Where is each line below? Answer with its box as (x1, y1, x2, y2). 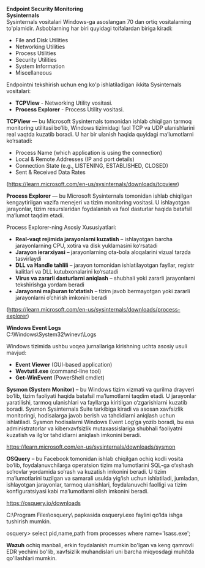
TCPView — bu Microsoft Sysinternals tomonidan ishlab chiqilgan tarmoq (6, 118, 192, 125)
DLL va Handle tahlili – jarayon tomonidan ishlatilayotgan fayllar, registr (15, 261, 195, 269)
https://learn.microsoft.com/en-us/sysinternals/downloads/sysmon (6, 443, 176, 450)
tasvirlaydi (15, 255, 42, 262)
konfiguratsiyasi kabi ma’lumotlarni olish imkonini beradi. (6, 488, 149, 495)
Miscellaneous (15, 69, 52, 76)
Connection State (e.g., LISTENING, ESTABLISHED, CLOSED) (15, 162, 168, 169)
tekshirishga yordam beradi (15, 281, 84, 288)
